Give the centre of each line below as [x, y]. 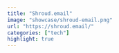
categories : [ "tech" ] [38, 33]
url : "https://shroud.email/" [51, 26]
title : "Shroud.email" [40, 13]
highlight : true [30, 39]
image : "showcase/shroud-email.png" [60, 20]
